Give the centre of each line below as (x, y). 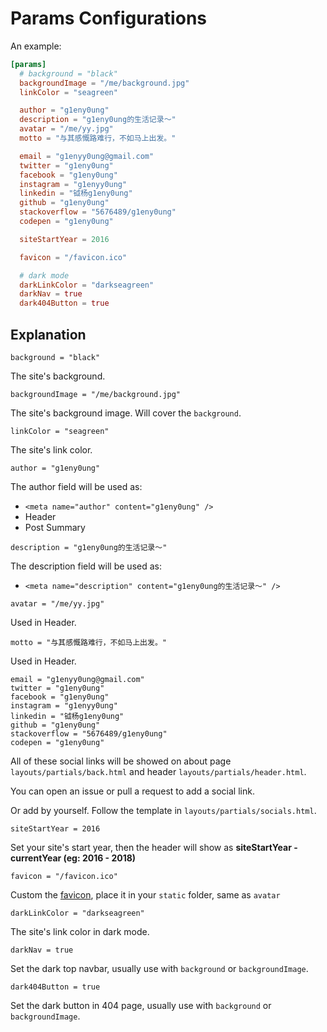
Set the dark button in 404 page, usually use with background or (141, 1005)
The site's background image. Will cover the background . (126, 413)
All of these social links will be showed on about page (121, 761)
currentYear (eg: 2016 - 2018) (73, 858)
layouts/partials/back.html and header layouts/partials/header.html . (158, 771)
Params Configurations (108, 18)
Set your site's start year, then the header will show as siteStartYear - (154, 847)
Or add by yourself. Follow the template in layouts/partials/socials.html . (163, 810)
